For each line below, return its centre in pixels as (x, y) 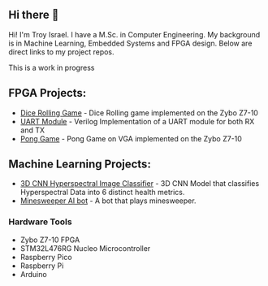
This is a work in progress (52, 67)
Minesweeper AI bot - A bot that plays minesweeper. (108, 201)
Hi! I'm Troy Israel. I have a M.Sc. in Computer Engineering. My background (134, 34)
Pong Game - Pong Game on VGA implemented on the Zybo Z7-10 (131, 138)
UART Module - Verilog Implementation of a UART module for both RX (137, 121)
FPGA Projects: (48, 93)
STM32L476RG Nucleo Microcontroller (85, 248)
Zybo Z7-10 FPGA (50, 240)
